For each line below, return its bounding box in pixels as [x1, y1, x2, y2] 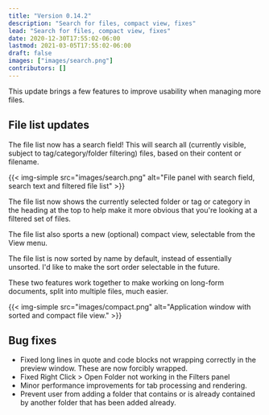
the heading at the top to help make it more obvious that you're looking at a [8, 205, 258, 214]
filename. [8, 156, 39, 166]
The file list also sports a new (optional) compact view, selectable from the [8, 229, 255, 239]
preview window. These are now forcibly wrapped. [19, 363, 188, 373]
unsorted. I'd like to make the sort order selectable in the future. [8, 262, 220, 272]
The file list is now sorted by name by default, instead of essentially [8, 253, 232, 263]
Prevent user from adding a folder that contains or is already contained [19, 389, 255, 399]
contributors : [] [8, 64, 67, 73]
